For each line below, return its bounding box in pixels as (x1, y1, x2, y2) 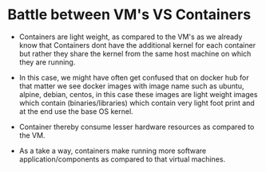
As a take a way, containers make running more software (18, 146, 207, 155)
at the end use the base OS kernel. (18, 106, 133, 116)
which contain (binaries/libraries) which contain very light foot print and (18, 98, 255, 107)
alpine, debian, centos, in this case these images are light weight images (18, 89, 258, 99)
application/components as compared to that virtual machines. (18, 154, 225, 164)
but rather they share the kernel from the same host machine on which (18, 49, 252, 58)
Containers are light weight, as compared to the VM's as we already (18, 32, 243, 41)
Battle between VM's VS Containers (7, 6, 252, 24)
